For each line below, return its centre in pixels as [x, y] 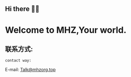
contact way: [18, 61]
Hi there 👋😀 [22, 9]
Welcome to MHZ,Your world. [66, 30]
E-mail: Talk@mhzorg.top [30, 70]
